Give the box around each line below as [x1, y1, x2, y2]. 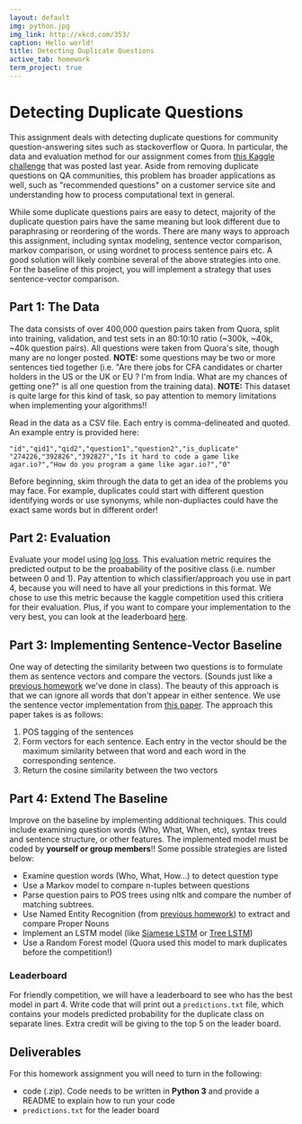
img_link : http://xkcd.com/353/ [9, 30, 130, 39]
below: [9, 853, 34, 864]
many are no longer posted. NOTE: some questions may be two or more [9, 352, 276, 362]
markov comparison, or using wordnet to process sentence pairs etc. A [9, 245, 272, 255]
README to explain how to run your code [22, 1095, 175, 1106]
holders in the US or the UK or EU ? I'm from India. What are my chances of [9, 370, 288, 382]
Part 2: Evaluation [9, 531, 111, 546]
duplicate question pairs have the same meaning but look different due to [9, 216, 280, 227]
